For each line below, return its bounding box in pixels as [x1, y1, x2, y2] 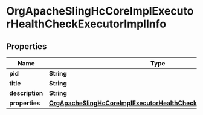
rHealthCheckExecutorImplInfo [6, 17, 167, 31]
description [9, 89, 43, 97]
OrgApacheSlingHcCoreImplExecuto [6, 4, 195, 18]
